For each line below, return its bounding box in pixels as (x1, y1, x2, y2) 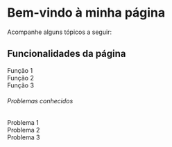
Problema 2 (7, 126, 40, 134)
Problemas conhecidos (7, 97, 74, 105)
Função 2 (7, 73, 35, 82)
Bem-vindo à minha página (7, 5, 166, 21)
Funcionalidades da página (7, 48, 126, 60)
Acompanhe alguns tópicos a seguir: (7, 28, 112, 36)
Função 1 (7, 66, 33, 74)
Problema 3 (7, 133, 40, 141)
